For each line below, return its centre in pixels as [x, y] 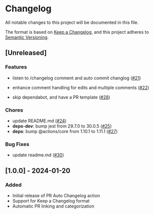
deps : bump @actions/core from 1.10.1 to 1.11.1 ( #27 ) [65, 131]
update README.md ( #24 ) [39, 121]
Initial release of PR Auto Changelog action [56, 195]
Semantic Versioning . [27, 37]
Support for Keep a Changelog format [51, 201]
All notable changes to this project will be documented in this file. [72, 22]
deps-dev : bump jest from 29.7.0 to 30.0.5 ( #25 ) [62, 126]
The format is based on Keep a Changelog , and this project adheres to [77, 32]
